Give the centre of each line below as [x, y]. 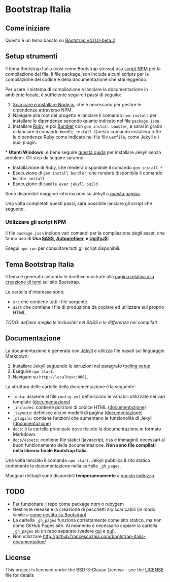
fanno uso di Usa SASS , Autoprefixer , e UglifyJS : [57, 239]
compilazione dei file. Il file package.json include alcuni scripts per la [77, 74]
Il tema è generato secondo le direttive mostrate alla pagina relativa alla [80, 276]
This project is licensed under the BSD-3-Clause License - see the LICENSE [84, 570]
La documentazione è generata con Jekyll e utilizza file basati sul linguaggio [85, 351]
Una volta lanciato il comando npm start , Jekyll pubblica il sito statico [78, 460]
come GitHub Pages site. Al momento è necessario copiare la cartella [85, 526]
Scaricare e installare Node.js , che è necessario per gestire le [77, 104]
